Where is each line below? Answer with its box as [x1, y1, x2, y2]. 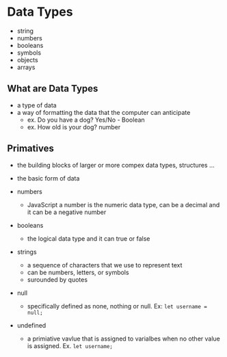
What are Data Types [7, 83, 98, 94]
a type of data [16, 101, 57, 109]
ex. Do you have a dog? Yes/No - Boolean [27, 116, 145, 124]
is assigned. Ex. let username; [27, 341, 113, 349]
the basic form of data [16, 174, 80, 182]
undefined [16, 321, 46, 329]
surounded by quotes [27, 275, 88, 284]
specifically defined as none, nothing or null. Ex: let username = [27, 302, 207, 310]
